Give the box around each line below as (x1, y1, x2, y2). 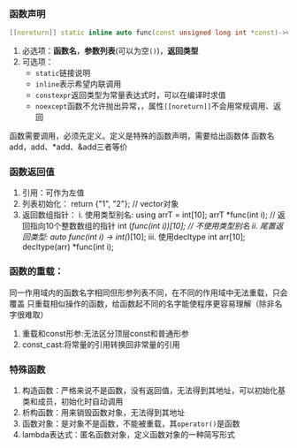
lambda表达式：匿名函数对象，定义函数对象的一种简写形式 (21, 429, 236, 440)
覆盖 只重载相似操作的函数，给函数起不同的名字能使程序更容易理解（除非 (9, 298, 275, 308)
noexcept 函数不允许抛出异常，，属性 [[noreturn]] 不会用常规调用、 (34, 101, 274, 111)
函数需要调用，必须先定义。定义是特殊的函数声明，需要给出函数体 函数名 (9, 131, 275, 141)
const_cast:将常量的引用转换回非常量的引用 (21, 338, 180, 350)
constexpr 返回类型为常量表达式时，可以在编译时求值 (34, 90, 227, 101)
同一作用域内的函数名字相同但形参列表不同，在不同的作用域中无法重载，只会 (9, 287, 288, 298)
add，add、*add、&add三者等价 (9, 141, 128, 152)
